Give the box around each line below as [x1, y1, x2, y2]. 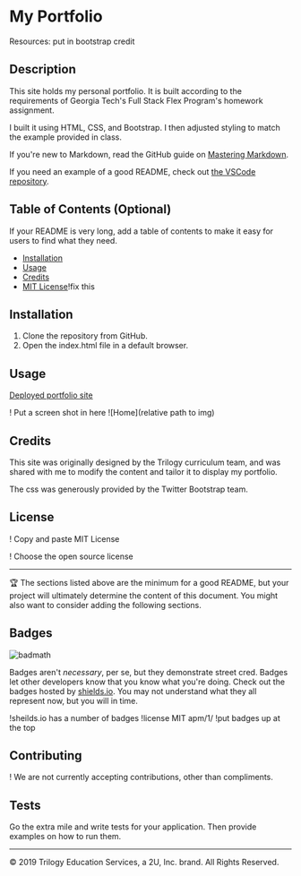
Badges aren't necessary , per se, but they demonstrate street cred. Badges [9, 666, 288, 677]
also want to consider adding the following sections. [9, 599, 202, 610]
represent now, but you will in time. [9, 695, 139, 706]
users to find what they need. [9, 235, 118, 245]
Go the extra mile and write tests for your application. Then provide [9, 821, 257, 832]
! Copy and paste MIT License [9, 533, 120, 544]
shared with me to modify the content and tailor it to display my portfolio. [9, 467, 278, 477]
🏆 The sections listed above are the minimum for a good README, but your [9, 577, 289, 588]
